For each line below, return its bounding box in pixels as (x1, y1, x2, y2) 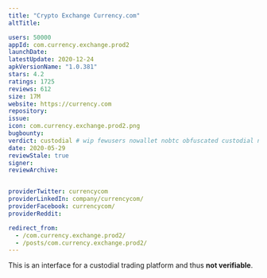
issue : (8, 114, 30, 123)
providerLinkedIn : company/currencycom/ (8, 195, 145, 203)
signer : (8, 159, 34, 167)
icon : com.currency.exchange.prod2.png (8, 122, 141, 130)
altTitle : (8, 19, 41, 27)
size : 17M (8, 92, 41, 100)
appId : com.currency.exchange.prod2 (8, 41, 130, 48)
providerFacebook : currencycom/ (8, 203, 115, 210)
